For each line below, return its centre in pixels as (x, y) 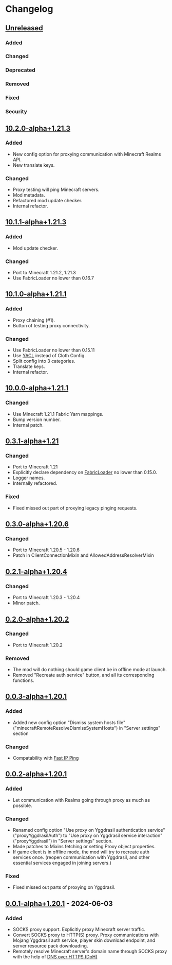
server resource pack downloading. (50, 946)
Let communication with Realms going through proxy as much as (81, 800)
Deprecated (21, 70)
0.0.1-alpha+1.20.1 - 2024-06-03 (59, 903)
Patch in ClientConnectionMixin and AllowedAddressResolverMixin (83, 555)
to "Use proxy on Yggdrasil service (100, 836)
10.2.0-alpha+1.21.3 (38, 128)
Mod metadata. (29, 195)
